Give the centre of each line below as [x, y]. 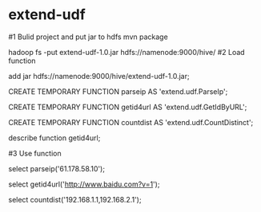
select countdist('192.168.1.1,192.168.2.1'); [75, 199]
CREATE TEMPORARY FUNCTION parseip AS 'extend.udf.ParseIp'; [118, 91]
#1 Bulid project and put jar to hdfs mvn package [88, 37]
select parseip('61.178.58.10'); [57, 168]
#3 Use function [35, 153]
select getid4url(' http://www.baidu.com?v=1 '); [84, 184]
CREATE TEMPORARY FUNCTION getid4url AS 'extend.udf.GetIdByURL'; [128, 107]
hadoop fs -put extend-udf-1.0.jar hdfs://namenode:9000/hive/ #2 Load [127, 52]
